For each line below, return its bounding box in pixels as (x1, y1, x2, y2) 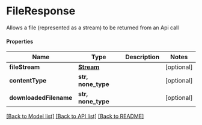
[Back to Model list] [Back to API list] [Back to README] (6, 112, 144, 120)
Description (125, 53, 160, 61)
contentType (9, 77, 47, 85)
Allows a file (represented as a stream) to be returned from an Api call (6, 24, 179, 31)
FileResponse (6, 4, 76, 18)
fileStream (9, 63, 40, 71)
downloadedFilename (9, 94, 73, 102)
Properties (6, 38, 34, 45)
